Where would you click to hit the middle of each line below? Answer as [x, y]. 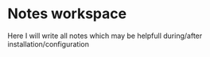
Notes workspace [67, 14]
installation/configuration [48, 44]
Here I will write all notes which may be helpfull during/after [105, 36]
